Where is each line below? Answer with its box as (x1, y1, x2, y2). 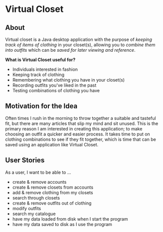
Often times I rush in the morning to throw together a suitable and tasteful (5, 115, 156, 121)
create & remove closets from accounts (12, 184, 94, 190)
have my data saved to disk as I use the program (12, 221, 112, 227)
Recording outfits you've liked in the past (12, 82, 97, 88)
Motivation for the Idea (5, 102, 78, 111)
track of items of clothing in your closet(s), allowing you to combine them (5, 42, 156, 48)
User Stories (5, 156, 45, 165)
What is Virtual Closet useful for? (5, 57, 76, 63)
